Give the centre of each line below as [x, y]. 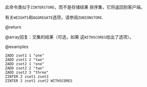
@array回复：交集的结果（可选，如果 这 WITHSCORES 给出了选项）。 [70, 37]
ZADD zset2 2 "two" [25, 68]
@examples [17, 47]
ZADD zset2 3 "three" [27, 72]
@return [13, 27]
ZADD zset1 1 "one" [25, 56]
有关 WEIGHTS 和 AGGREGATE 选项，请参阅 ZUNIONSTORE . [54, 17]
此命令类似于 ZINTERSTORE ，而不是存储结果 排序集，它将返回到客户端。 [75, 7]
